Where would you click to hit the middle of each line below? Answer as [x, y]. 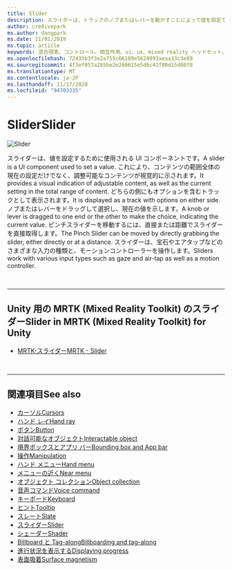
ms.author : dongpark [37, 33]
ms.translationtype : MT [41, 71]
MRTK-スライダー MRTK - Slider [62, 350]
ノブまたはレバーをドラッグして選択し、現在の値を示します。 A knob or [108, 209]
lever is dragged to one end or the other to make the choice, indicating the [113, 217]
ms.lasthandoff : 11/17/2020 [48, 84]
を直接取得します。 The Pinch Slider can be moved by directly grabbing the [113, 234]
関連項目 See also [44, 395]
